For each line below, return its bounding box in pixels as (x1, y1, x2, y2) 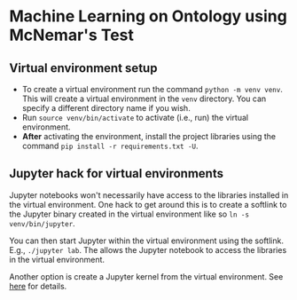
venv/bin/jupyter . (9, 217, 75, 228)
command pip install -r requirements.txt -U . (21, 140, 199, 151)
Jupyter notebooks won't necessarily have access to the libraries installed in (9, 189, 289, 201)
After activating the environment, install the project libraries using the (21, 131, 277, 141)
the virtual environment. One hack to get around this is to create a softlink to (9, 199, 287, 209)
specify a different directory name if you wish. (21, 103, 191, 113)
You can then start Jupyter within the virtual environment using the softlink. (9, 235, 284, 246)
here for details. (9, 280, 67, 291)
